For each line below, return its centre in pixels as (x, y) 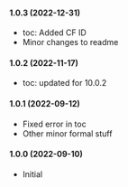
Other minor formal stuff (67, 133)
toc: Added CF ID (55, 33)
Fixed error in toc (55, 124)
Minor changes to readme (70, 42)
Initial (32, 174)
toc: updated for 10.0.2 (64, 83)
